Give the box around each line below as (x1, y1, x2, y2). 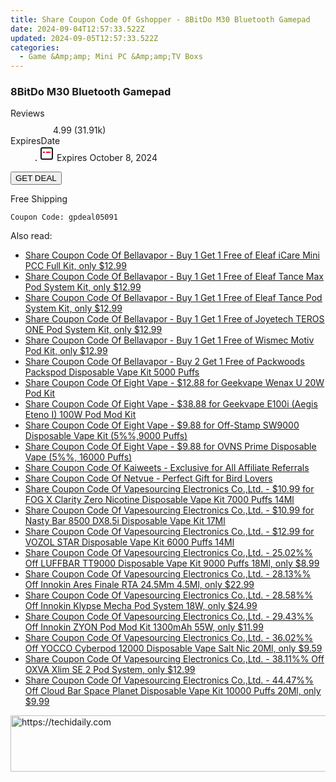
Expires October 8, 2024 (56, 152, 158, 164)
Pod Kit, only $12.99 (24, 345, 108, 357)
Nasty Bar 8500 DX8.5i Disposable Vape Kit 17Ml (24, 515, 226, 527)
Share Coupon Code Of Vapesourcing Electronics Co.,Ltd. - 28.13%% (24, 568, 312, 580)
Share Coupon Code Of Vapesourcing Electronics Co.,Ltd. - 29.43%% (24, 611, 314, 623)
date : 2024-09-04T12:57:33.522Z (10, 24, 145, 34)
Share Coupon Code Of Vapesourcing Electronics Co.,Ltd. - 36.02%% (24, 632, 314, 644)
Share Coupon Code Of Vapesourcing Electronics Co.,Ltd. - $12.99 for (24, 526, 315, 538)
